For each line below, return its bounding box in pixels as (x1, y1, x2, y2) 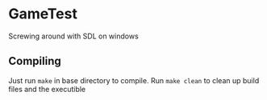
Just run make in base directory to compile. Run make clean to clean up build (8, 75, 260, 85)
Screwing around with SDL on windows (8, 31, 139, 41)
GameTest (8, 5, 78, 23)
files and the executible (8, 84, 86, 94)
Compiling (8, 54, 62, 68)
